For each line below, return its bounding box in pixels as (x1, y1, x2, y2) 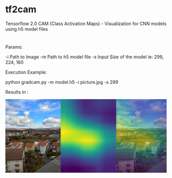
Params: (5, 44, 23, 50)
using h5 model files (5, 26, 48, 32)
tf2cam (5, 4, 37, 15)
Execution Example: (5, 69, 47, 75)
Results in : (5, 89, 29, 95)
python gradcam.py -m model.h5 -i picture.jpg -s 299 (5, 79, 119, 85)
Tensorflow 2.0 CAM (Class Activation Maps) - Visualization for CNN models (5, 20, 167, 27)
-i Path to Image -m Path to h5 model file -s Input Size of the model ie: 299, (5, 54, 164, 60)
